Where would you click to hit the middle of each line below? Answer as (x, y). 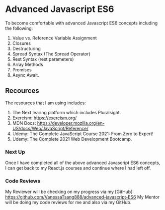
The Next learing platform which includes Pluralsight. (67, 112)
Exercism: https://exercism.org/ (44, 118)
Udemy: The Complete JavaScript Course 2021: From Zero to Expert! (83, 134)
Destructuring (27, 48)
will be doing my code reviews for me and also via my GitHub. (68, 203)
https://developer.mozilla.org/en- (71, 123)
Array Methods (28, 64)
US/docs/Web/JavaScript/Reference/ (50, 128)
